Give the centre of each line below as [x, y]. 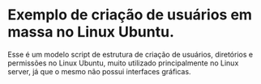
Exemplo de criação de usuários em [130, 15]
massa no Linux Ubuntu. [91, 32]
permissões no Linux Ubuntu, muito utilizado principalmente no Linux [123, 63]
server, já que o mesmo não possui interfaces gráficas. [99, 71]
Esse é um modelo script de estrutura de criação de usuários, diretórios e [130, 54]
